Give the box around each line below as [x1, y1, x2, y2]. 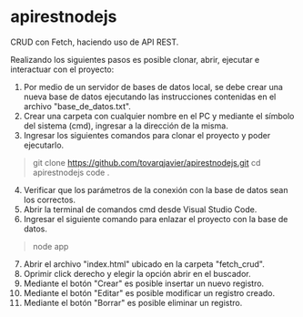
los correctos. [23, 194, 76, 205]
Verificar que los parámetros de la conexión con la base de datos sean [23, 184, 288, 195]
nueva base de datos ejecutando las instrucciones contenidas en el [23, 91, 277, 102]
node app [32, 240, 69, 251]
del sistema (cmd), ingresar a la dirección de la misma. [23, 120, 228, 131]
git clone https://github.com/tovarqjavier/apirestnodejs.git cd [32, 157, 261, 168]
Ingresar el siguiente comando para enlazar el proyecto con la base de [23, 213, 288, 224]
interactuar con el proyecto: [10, 64, 115, 75]
